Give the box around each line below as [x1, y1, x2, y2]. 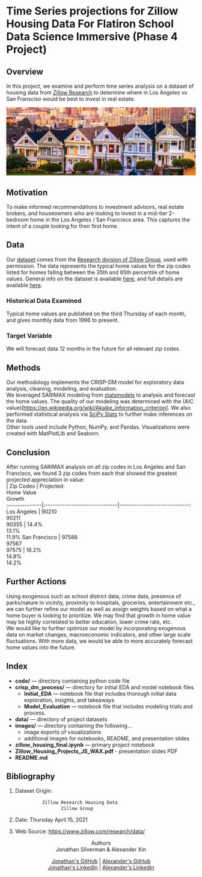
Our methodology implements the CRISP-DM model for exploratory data [6, 379, 185, 386]
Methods [6, 362, 41, 373]
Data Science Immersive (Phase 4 [6, 30, 179, 43]
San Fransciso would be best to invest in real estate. [6, 95, 135, 102]
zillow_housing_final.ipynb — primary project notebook [14, 741, 155, 748]
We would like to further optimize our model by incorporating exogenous [6, 624, 186, 631]
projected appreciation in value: [6, 476, 85, 483]
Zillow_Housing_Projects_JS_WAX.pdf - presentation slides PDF [14, 748, 178, 755]
